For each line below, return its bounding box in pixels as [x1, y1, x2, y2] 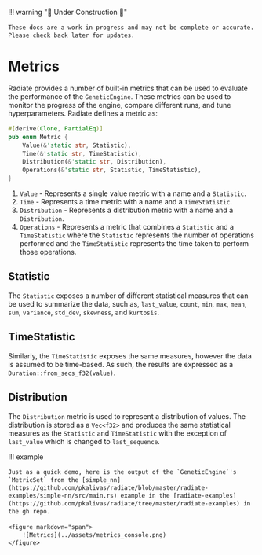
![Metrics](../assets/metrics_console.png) [22, 531, 167, 538]
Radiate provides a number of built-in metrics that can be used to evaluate [8, 83, 249, 93]
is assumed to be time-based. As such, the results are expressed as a [8, 359, 234, 369]
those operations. [19, 248, 77, 257]
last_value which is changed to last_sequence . [8, 436, 161, 446]
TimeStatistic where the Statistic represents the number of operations [19, 230, 255, 240]
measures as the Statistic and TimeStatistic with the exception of [8, 428, 227, 438]
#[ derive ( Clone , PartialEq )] [8, 124, 104, 133]
